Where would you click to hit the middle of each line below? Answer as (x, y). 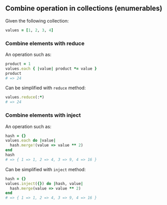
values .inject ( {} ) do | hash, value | (44, 183)
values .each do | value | (31, 140)
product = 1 (18, 64)
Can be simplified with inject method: (45, 169)
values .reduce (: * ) (25, 97)
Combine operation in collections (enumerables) (84, 8)
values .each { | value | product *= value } (51, 69)
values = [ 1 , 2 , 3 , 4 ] (29, 30)
